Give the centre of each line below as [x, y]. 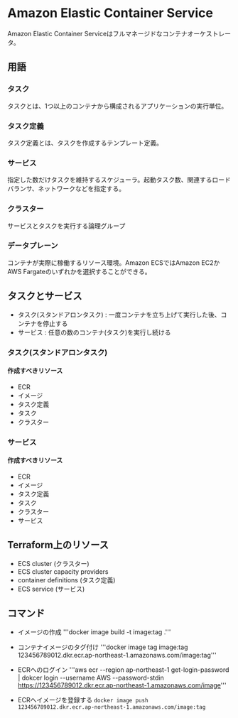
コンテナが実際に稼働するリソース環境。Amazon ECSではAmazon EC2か [114, 262]
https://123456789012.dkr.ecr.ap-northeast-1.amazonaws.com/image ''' [122, 685]
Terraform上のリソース [58, 545]
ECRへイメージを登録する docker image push [83, 700]
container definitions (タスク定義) [66, 580]
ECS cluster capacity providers [63, 571]
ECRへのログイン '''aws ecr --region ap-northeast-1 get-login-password [123, 670]
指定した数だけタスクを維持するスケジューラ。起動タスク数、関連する [110, 180]
